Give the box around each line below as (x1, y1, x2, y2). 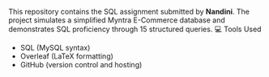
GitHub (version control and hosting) (19, 60, 143, 69)
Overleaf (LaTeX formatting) (19, 51, 113, 61)
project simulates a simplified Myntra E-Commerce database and (8, 15, 225, 25)
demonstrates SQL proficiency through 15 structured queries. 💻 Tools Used (8, 24, 262, 34)
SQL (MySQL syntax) (19, 43, 91, 52)
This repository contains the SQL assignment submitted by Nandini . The (8, 7, 250, 16)
